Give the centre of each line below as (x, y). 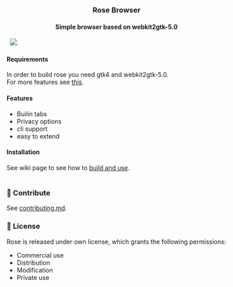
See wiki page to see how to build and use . (68, 167)
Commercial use (40, 255)
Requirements (28, 59)
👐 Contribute (29, 192)
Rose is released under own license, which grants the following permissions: (116, 241)
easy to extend (38, 136)
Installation (23, 152)
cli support (32, 129)
